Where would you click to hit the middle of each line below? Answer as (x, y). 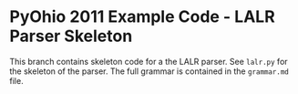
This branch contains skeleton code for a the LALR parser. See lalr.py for (149, 61)
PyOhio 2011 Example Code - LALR (142, 17)
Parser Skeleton (71, 36)
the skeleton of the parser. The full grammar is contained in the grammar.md (149, 71)
